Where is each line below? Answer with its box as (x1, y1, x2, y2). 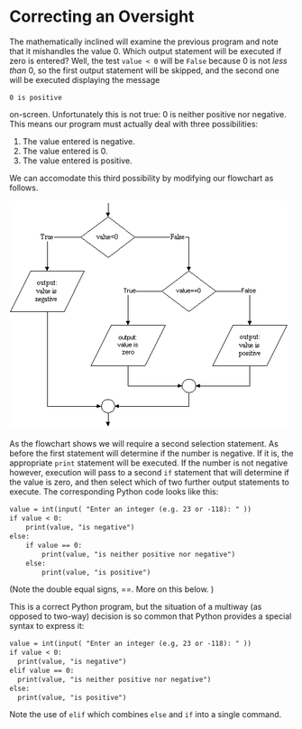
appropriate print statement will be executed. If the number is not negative (9, 457, 288, 468)
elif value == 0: (9, 666, 75, 675)
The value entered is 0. (22, 145, 108, 156)
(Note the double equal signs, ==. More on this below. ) (9, 584, 215, 595)
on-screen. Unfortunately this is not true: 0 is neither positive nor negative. (9, 108, 287, 119)
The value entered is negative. (22, 135, 135, 146)
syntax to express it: (9, 620, 85, 631)
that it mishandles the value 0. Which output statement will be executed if (9, 45, 282, 56)
